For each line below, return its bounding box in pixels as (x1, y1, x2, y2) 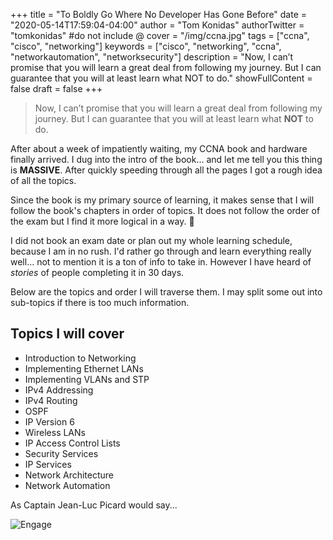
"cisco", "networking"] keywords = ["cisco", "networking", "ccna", (10, 40, 282, 52)
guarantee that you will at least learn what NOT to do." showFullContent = (10, 72, 313, 84)
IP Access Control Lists (24, 437, 121, 449)
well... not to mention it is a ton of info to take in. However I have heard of (10, 256, 312, 268)
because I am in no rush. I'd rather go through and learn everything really (10, 245, 312, 257)
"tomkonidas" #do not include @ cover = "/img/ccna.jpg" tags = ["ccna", (10, 30, 310, 41)
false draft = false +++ (10, 83, 103, 94)
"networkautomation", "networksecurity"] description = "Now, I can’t (10, 51, 294, 63)
